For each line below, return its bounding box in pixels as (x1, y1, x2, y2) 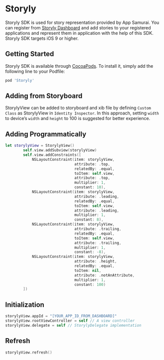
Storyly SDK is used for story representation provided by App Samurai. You (5, 19, 160, 25)
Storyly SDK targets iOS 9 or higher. (5, 35, 79, 41)
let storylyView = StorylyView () (5, 143, 75, 148)
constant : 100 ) (74, 282, 106, 287)
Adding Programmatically (5, 130, 86, 138)
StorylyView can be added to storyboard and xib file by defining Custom (5, 105, 151, 111)
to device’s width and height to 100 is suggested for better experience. (5, 116, 151, 121)
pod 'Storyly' (5, 78, 35, 83)
